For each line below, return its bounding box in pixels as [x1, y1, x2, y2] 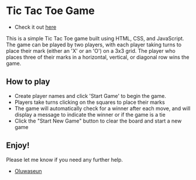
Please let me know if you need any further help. [6, 156, 123, 163]
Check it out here [14, 23, 57, 30]
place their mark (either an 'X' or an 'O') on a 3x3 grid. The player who [6, 47, 176, 54]
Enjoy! [6, 141, 30, 151]
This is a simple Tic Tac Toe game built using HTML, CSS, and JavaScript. [6, 35, 184, 42]
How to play [6, 77, 50, 87]
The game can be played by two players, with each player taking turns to [6, 41, 182, 48]
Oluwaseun [14, 167, 42, 174]
